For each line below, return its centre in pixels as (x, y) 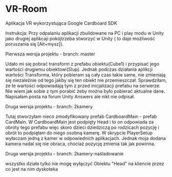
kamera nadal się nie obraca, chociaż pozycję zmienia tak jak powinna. (80, 144)
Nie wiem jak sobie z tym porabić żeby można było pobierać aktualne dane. (85, 91)
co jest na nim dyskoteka (32, 169)
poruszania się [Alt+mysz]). (35, 44)
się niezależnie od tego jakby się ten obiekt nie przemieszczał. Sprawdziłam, (86, 80)
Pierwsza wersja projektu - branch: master (50, 54)
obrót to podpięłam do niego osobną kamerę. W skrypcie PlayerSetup (79, 133)
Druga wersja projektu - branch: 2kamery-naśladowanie (65, 153)
